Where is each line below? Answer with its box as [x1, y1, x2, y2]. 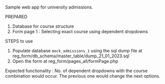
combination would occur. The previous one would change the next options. [5, 73, 161, 79]
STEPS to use [5, 38, 33, 44]
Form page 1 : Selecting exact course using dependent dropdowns [12, 29, 148, 34]
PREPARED [5, 14, 28, 19]
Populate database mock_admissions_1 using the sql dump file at [12, 48, 143, 53]
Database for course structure [12, 23, 74, 29]
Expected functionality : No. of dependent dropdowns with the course [5, 68, 148, 74]
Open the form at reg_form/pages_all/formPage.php [12, 58, 118, 64]
